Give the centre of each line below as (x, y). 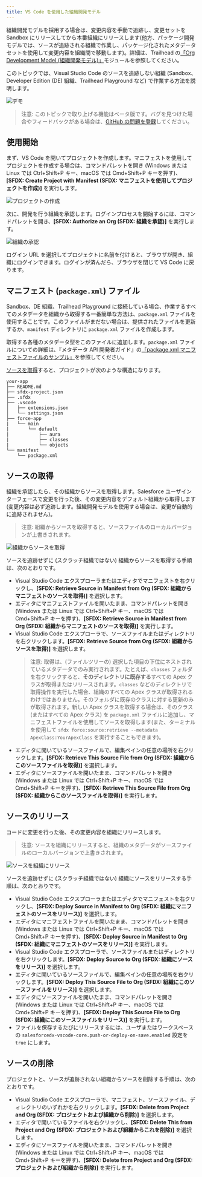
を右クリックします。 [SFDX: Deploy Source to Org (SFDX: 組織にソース (104, 959)
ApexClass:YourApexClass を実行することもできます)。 (97, 737)
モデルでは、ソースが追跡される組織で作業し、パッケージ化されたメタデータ (101, 45)
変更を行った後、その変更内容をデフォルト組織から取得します (119, 499)
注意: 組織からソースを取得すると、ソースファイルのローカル (96, 527)
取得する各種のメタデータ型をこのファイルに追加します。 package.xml (92, 342)
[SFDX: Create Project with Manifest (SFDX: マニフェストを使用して (91, 181)
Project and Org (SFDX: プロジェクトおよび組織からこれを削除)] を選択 (103, 1130)
